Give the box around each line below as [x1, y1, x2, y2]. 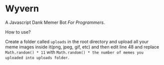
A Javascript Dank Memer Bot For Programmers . [5, 19, 105, 25]
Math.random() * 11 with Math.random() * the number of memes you [5, 49, 144, 55]
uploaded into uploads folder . [5, 54, 69, 60]
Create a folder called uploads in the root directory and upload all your [5, 38, 149, 45]
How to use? [5, 29, 31, 35]
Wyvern [5, 3, 39, 14]
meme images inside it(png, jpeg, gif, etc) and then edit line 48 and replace [5, 44, 160, 50]
